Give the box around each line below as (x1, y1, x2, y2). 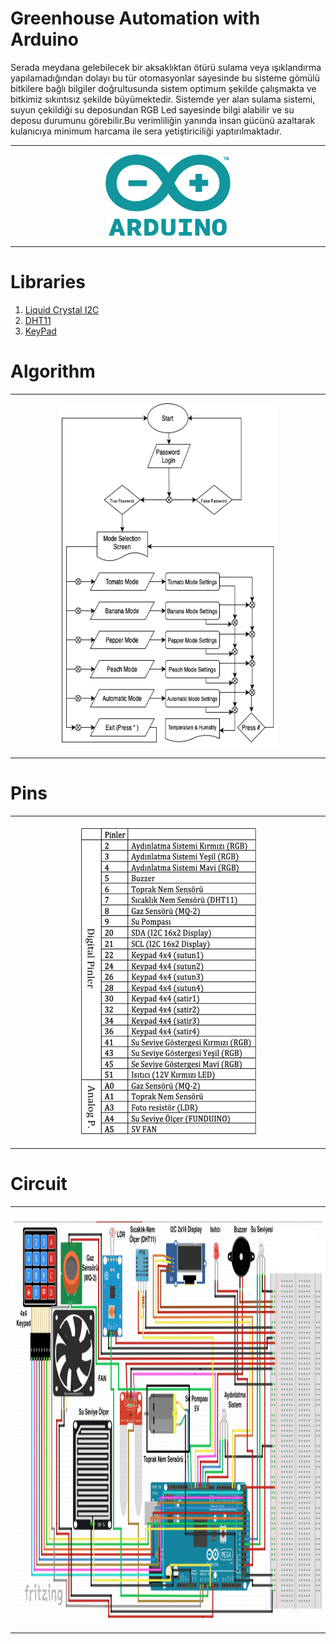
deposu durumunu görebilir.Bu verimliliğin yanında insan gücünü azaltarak (10, 114, 316, 126)
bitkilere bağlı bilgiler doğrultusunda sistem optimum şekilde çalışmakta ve (10, 82, 317, 94)
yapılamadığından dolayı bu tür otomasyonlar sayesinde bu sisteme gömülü (10, 72, 321, 84)
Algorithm (10, 360, 96, 383)
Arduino (10, 28, 79, 51)
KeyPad (24, 325, 57, 337)
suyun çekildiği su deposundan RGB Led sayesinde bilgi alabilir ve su (10, 103, 295, 116)
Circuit (10, 1172, 68, 1195)
